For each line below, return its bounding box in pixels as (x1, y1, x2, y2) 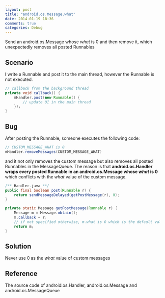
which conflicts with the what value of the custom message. (5, 174, 127, 179)
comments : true (5, 21, 36, 26)
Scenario (5, 58, 33, 67)
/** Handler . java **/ (5, 183, 50, 188)
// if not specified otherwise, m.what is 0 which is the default (14, 219, 153, 224)
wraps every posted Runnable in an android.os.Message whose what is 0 (5, 169, 158, 174)
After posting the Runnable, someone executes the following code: (5, 135, 140, 141)
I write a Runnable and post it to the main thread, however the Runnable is (5, 71, 155, 77)
